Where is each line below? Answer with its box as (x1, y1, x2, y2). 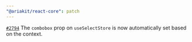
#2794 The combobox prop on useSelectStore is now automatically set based (6, 24, 187, 31)
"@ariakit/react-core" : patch (6, 8, 80, 14)
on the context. (6, 30, 43, 37)
